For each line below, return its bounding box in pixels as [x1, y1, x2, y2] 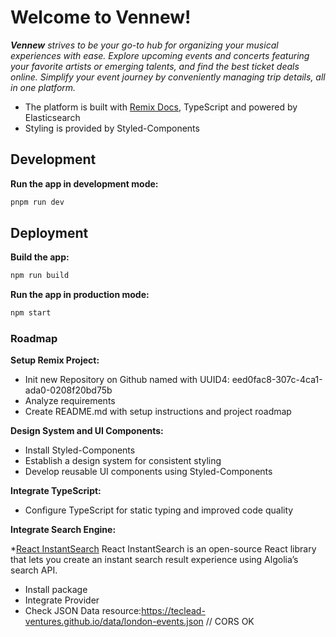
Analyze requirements [24, 395, 116, 407]
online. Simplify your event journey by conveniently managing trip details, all [10, 71, 326, 83]
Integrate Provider [24, 594, 100, 606]
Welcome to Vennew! [10, 6, 192, 29]
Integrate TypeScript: [10, 485, 102, 497]
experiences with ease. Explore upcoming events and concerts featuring [10, 49, 310, 61]
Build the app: [10, 251, 70, 263]
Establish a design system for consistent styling [24, 455, 222, 467]
